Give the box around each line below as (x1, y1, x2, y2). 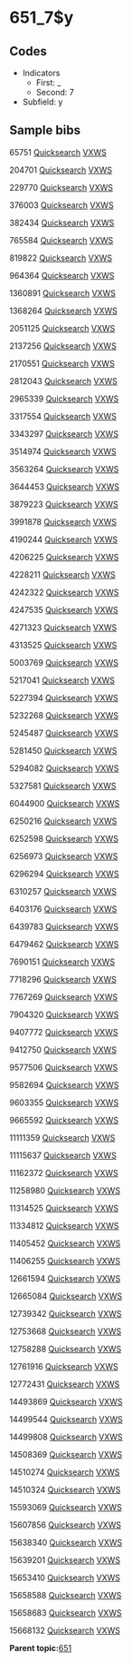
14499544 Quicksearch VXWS (9, 1413, 124, 1424)
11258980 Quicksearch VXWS (9, 1184, 120, 1196)
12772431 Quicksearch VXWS (9, 1379, 120, 1390)
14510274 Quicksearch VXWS (9, 1466, 120, 1478)
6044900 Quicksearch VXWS (9, 797, 120, 808)
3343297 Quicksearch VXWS (9, 428, 119, 439)
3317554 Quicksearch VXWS (9, 411, 118, 421)
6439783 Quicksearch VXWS (9, 921, 119, 932)
